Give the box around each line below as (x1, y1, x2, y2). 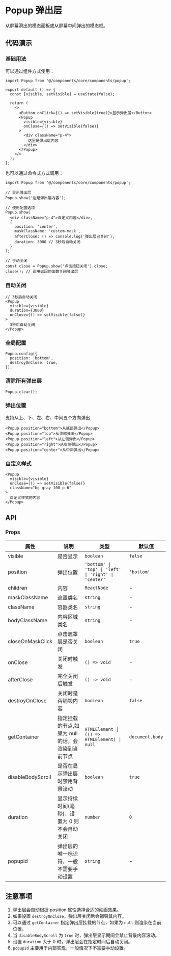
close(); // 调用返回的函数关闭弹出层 (5, 269, 78, 274)
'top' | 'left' (84, 566, 122, 572)
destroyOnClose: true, (10, 360, 58, 365)
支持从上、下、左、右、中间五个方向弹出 (5, 414, 90, 420)
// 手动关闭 (5, 258, 28, 263)
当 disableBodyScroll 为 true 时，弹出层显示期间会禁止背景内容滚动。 (12, 932, 159, 938)
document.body (129, 734, 163, 739)
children (8, 584, 27, 591)
